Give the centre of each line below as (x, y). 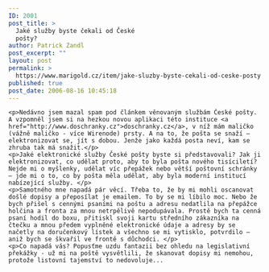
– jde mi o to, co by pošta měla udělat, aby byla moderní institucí (128, 176)
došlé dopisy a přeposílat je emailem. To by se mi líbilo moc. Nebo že (133, 197)
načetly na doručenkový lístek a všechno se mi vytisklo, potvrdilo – (129, 233)
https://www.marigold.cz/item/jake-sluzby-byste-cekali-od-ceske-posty (139, 76)
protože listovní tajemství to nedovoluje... (86, 261)
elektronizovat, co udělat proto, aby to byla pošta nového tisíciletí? (133, 162)
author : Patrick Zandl (46, 46)
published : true (35, 83)
